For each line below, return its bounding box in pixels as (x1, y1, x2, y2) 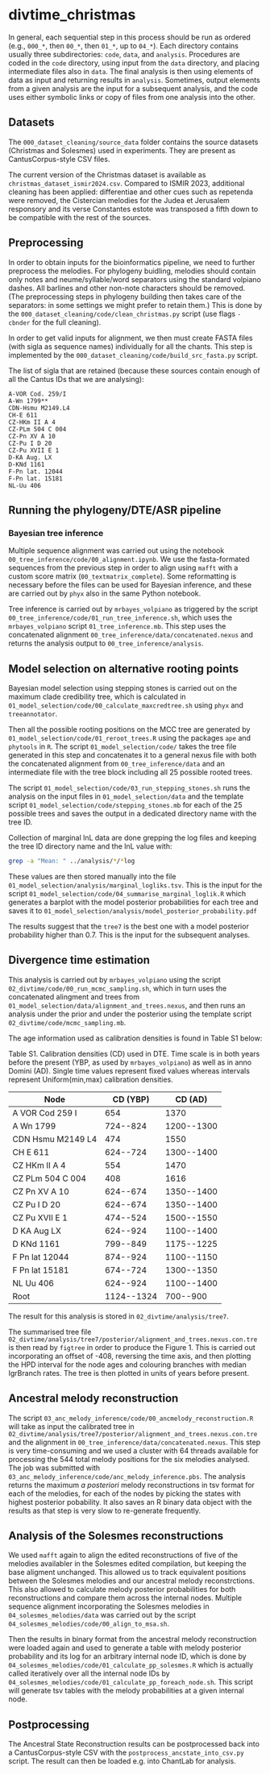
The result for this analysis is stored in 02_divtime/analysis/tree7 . (8, 1311, 230, 1321)
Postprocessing (8, 1718, 90, 1731)
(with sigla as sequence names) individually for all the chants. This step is (8, 341, 253, 351)
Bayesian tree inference (8, 527, 104, 538)
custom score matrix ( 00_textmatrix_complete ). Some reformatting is (8, 571, 237, 581)
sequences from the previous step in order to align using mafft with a (8, 563, 239, 573)
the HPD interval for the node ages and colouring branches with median (8, 1360, 247, 1369)
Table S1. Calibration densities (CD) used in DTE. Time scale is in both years (8, 1049, 260, 1058)
